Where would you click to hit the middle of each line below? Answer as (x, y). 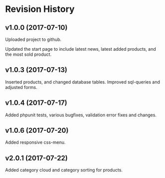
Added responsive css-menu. (36, 142)
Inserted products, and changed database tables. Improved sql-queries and (82, 82)
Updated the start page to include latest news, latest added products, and (81, 49)
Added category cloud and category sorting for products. (64, 170)
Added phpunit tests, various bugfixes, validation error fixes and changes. (81, 115)
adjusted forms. (21, 87)
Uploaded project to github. (33, 39)
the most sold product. (28, 54)
